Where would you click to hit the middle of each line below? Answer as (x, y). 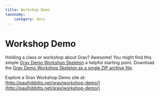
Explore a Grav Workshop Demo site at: (45, 78)
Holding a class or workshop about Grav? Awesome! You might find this (78, 57)
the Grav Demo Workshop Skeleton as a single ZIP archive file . (69, 68)
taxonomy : (15, 14)
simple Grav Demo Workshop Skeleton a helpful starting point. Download (80, 63)
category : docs (30, 19)
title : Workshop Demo (28, 10)
